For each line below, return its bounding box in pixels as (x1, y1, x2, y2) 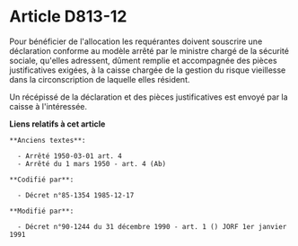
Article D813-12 (9, 6, 127, 27)
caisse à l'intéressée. (9, 101, 88, 111)
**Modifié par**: (9, 206, 74, 215)
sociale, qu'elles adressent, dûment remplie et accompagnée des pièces (9, 55, 277, 66)
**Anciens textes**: (9, 136, 87, 145)
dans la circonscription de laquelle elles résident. (9, 74, 190, 84)
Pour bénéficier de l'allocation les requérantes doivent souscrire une (9, 36, 263, 47)
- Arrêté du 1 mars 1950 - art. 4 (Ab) (17, 159, 167, 168)
